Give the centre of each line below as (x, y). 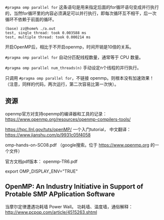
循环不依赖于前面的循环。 (31, 19)
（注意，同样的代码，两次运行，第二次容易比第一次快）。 (62, 84)
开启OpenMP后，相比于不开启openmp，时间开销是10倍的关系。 (70, 47)
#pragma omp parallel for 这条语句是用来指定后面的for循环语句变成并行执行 (82, 7)
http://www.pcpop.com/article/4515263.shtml (51, 212)
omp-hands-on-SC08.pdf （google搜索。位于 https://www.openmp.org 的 (80, 145)
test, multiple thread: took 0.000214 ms (48, 37)
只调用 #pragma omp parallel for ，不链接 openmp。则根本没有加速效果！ (80, 78)
